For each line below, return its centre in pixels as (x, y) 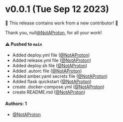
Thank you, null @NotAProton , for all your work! (54, 32)
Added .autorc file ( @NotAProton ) (47, 71)
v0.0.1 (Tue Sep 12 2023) (57, 9)
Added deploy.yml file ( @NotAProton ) (51, 55)
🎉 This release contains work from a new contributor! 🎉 (62, 23)
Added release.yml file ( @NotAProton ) (52, 60)
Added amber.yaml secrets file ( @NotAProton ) (60, 76)
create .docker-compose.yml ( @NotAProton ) (58, 87)
